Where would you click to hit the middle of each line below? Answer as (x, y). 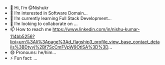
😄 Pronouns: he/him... (33, 52)
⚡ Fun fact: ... (23, 58)
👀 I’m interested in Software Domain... (49, 13)
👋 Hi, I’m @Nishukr (29, 8)
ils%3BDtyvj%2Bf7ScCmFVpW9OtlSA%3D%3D (59, 47)
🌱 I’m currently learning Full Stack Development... (61, 18)
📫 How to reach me (30, 29)
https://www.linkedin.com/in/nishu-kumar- (96, 29)
